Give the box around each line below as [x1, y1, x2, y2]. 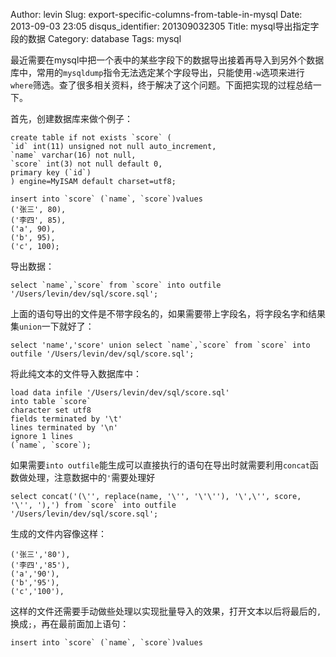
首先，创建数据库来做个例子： [10, 113, 133, 124]
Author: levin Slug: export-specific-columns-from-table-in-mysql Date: [10, 9, 303, 20]
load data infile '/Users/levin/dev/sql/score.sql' [10, 388, 230, 398]
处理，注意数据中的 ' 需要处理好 [27, 472, 156, 483]
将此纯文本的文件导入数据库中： [10, 368, 142, 379]
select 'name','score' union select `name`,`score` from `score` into [10, 340, 311, 350]
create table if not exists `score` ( [10, 133, 172, 143]
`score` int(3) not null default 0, [10, 159, 163, 169]
